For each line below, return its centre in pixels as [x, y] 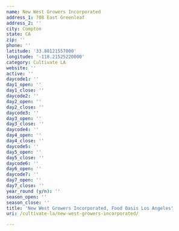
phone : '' [19, 46]
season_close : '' [28, 203]
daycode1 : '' [23, 79]
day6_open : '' [24, 169]
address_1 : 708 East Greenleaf [46, 17]
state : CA [19, 34]
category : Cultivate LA [36, 62]
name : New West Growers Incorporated [54, 12]
